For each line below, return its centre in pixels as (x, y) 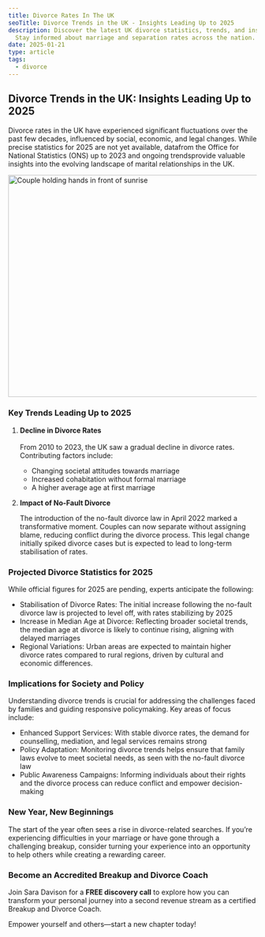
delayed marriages (50, 638)
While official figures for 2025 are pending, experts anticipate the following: (131, 590)
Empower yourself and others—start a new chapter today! (103, 924)
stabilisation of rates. (54, 551)
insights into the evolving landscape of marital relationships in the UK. (121, 163)
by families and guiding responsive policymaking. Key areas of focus (119, 709)
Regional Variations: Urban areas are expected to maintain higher (125, 647)
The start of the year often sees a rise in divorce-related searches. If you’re (130, 829)
